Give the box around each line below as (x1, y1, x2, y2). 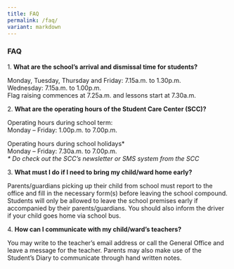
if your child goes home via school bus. (7, 211, 122, 220)
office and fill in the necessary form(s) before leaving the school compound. (7, 189, 228, 197)
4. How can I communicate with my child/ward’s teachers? (7, 225, 182, 233)
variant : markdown (7, 23, 61, 30)
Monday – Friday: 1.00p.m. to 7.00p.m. (7, 126, 118, 134)
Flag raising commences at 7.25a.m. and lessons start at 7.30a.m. (7, 91, 197, 99)
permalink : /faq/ (7, 17, 58, 24)
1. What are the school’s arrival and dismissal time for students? (7, 63, 198, 71)
